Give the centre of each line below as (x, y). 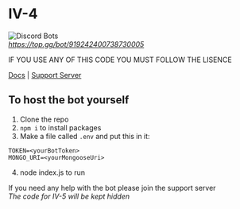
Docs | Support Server (45, 75)
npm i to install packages (60, 127)
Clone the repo (44, 119)
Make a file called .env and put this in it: (85, 136)
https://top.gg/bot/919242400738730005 (76, 44)
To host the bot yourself (69, 100)
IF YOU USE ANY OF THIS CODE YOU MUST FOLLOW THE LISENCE (120, 60)
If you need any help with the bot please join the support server (112, 188)
